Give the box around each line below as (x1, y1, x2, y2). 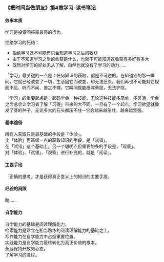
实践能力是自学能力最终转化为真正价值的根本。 (5, 240, 99, 245)
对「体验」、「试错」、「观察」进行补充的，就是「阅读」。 (5, 150, 114, 155)
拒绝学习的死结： (5, 40, 40, 45)
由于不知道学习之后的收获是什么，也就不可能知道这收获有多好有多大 (12, 56, 149, 62)
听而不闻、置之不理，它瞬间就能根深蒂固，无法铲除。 (21, 85, 129, 91)
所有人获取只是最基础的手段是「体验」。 (5, 131, 84, 137)
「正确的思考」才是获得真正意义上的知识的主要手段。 (5, 174, 112, 179)
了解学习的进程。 (5, 252, 40, 258)
